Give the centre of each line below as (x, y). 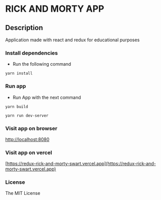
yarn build (17, 107)
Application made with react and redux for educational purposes (73, 40)
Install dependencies (32, 53)
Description (24, 28)
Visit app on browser (31, 128)
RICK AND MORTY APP (55, 9)
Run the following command (42, 64)
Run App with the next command (47, 97)
